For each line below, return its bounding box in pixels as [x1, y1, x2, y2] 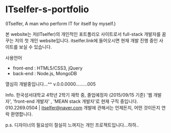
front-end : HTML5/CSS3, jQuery [12, 65, 83, 71]
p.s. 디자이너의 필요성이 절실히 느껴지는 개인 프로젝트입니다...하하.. [5, 122, 139, 128]
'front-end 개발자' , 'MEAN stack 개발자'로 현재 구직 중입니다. [12, 98, 138, 104]
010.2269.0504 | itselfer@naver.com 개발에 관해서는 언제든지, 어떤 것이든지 [5, 104, 161, 110]
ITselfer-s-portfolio [5, 4, 89, 15]
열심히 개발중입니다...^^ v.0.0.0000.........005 [5, 81, 96, 87]
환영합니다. [10, 111, 33, 117]
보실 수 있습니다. [18, 43, 52, 50]
